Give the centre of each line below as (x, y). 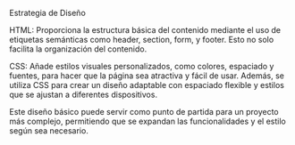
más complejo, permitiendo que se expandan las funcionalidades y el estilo (147, 121)
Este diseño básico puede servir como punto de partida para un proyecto (144, 112)
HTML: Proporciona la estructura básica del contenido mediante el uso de (145, 30)
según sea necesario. (49, 131)
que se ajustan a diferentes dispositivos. (84, 94)
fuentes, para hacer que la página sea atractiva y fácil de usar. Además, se (147, 76)
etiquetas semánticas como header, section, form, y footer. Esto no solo (142, 40)
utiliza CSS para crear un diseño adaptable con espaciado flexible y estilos (147, 85)
